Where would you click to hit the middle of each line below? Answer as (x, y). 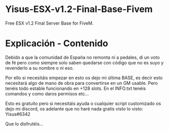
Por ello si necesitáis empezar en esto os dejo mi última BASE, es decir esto (84, 78)
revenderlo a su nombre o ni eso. (40, 68)
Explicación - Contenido (57, 43)
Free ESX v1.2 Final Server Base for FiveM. (49, 23)
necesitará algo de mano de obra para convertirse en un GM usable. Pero (81, 83)
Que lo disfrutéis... (24, 123)
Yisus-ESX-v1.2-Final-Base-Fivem (79, 9)
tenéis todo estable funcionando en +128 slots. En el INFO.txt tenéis (76, 88)
